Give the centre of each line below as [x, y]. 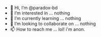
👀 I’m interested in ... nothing [40, 13]
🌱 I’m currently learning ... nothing [45, 18]
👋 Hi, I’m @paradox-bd [34, 8]
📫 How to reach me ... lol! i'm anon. [47, 29]
